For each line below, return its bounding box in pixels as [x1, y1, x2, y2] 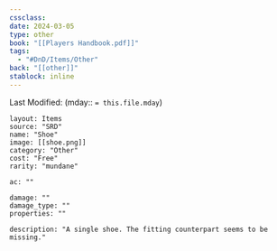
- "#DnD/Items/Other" [17, 55, 99, 64]
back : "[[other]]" [9, 64, 78, 73]
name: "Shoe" [9, 130, 59, 139]
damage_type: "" [9, 200, 70, 210]
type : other [9, 30, 54, 39]
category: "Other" [9, 145, 78, 154]
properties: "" [9, 209, 67, 218]
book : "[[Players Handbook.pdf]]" [9, 38, 140, 48]
